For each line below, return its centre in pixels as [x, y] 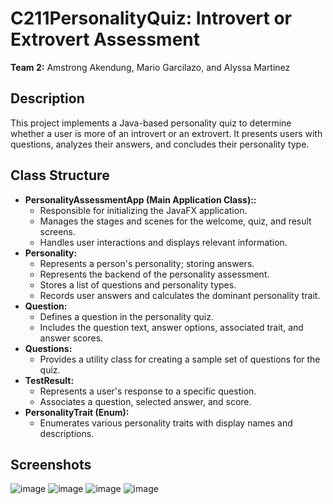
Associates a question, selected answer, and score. [145, 401]
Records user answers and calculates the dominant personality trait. [180, 295]
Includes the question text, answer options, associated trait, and [171, 327]
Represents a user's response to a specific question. [148, 391]
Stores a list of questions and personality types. [138, 284]
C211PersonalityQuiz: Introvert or [151, 18]
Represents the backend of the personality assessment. [154, 274]
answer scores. [71, 338]
